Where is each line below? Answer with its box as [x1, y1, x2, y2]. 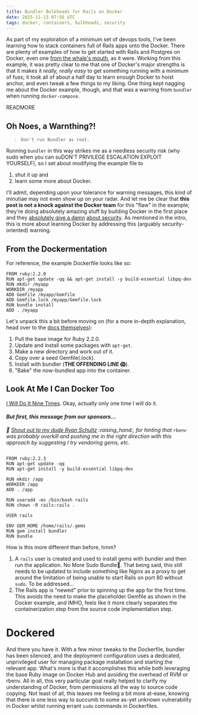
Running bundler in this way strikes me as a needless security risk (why [6, 147, 180, 154]
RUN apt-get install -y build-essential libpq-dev [6, 466, 134, 472]
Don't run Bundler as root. [20, 137, 90, 143]
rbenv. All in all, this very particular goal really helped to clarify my [6, 677, 167, 684]
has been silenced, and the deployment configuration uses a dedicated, [6, 652, 181, 659]
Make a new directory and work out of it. [14, 348, 114, 355]
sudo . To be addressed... [14, 581, 74, 588]
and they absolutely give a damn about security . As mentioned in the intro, [6, 214, 187, 221]
